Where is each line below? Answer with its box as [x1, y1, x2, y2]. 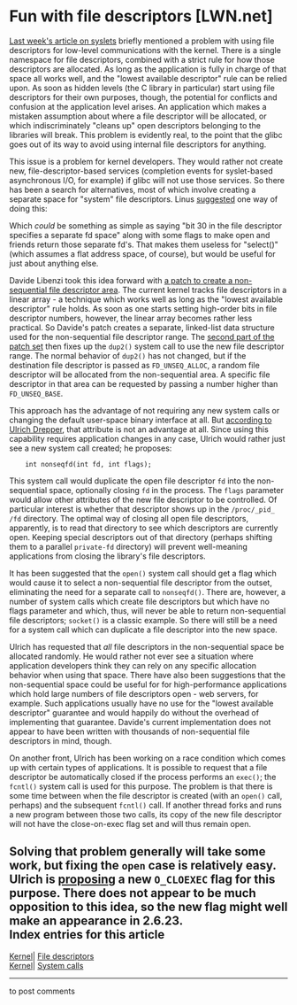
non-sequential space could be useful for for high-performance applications [9, 679, 287, 690]
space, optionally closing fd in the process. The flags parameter [48, 484, 285, 495]
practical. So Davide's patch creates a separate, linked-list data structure [9, 321, 276, 333]
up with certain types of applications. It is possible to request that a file [9, 761, 268, 772]
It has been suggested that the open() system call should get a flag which [9, 568, 277, 578]
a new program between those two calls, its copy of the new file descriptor [9, 808, 283, 820]
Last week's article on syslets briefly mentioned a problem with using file [9, 35, 275, 46]
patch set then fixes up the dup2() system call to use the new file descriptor [9, 341, 285, 352]
